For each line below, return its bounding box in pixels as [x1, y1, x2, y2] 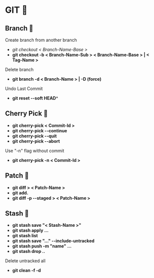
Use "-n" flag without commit [5, 148, 65, 154]
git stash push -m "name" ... [12, 243, 72, 249]
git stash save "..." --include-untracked [12, 238, 95, 244]
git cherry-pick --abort [12, 138, 60, 144]
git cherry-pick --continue [12, 127, 67, 133]
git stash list [12, 233, 38, 239]
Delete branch [5, 66, 34, 72]
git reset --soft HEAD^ [12, 95, 58, 101]
